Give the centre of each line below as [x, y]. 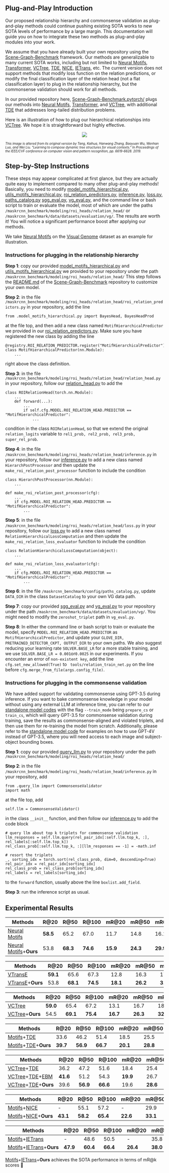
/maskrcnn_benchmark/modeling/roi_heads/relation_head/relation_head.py [83, 378]
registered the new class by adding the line [50, 336]
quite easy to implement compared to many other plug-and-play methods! [82, 183]
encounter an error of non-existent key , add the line [60, 659]
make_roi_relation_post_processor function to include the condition [75, 470]
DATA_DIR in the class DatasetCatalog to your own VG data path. [71, 596]
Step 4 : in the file [23, 449]
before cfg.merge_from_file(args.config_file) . [55, 669]
